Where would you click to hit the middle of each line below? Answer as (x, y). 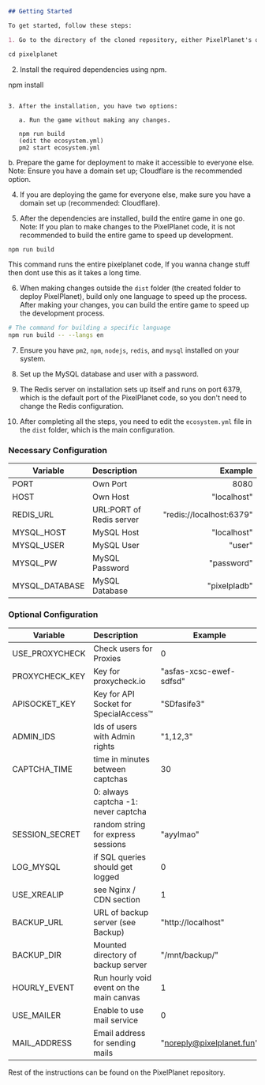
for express (114, 834)
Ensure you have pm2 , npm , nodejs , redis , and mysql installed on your (129, 350)
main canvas (117, 997)
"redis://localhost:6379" (208, 515)
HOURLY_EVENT (43, 987)
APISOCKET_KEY (44, 704)
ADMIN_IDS (34, 736)
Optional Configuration (53, 614)
